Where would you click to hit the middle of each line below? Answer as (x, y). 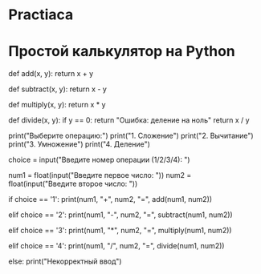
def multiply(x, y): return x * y (57, 105)
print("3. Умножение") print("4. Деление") (80, 144)
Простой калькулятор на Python (122, 52)
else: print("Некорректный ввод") (65, 261)
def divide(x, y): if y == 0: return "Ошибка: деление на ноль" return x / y (129, 120)
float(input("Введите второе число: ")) (73, 184)
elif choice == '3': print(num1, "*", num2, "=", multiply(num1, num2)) (120, 231)
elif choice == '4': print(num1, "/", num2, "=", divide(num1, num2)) (116, 246)
